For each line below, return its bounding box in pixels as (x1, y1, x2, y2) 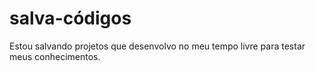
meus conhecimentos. (9, 50, 101, 62)
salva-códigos (9, 7, 132, 30)
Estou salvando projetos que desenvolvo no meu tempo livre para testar (9, 40, 306, 52)
